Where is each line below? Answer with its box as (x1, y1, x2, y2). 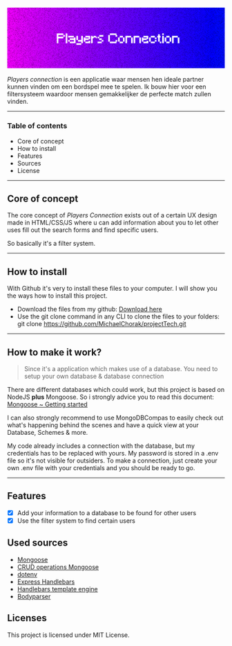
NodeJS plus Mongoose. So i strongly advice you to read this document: (7, 393, 214, 401)
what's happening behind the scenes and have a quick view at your (7, 420, 199, 429)
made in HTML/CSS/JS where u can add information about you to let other (7, 219, 219, 227)
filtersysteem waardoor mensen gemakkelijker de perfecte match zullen (7, 90, 212, 98)
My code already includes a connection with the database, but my (7, 441, 195, 450)
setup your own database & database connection (23, 372, 164, 380)
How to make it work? (7, 346, 102, 358)
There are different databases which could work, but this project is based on (7, 385, 225, 393)
